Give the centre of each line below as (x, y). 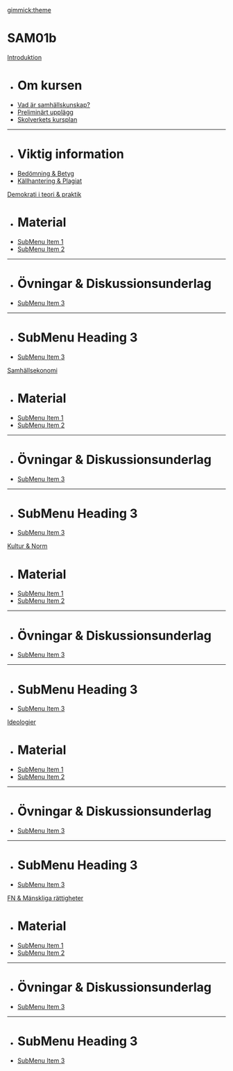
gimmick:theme (29, 10)
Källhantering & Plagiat (50, 181)
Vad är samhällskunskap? (53, 104)
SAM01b (32, 38)
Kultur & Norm (27, 546)
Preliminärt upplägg (45, 112)
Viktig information (71, 154)
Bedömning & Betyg (46, 173)
